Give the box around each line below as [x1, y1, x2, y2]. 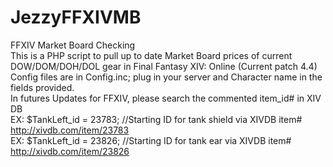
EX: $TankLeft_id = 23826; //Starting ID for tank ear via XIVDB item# [10, 134, 292, 146]
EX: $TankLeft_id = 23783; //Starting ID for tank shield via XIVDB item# [10, 113, 303, 125]
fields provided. [10, 81, 75, 93]
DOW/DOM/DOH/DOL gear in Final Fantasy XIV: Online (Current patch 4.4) [10, 60, 318, 72]
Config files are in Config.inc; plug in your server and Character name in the [10, 71, 323, 83]
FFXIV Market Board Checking [10, 39, 136, 51]
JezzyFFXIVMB [10, 6, 142, 29]
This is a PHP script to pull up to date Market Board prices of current [10, 49, 293, 61]
